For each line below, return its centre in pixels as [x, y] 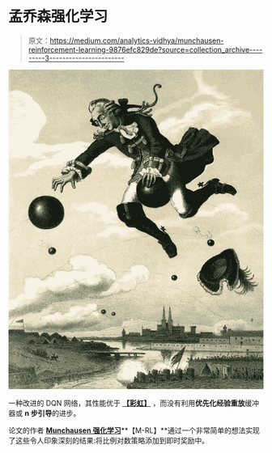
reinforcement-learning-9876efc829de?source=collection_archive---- [145, 49]
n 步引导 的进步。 [52, 413]
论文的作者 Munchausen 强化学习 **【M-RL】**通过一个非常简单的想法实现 [134, 430]
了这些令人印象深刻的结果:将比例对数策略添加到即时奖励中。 [109, 441]
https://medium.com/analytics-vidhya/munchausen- [137, 40]
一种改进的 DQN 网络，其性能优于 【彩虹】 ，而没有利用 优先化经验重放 [127, 403]
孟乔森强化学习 [58, 17]
